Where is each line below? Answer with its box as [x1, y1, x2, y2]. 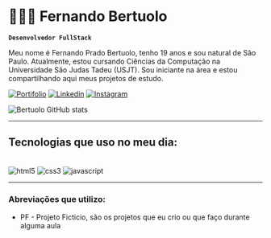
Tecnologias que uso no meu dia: [8, 136, 177, 150]
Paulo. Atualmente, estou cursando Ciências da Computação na [8, 56, 220, 66]
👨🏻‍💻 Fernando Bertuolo [8, 7, 168, 26]
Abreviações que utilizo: [8, 194, 106, 205]
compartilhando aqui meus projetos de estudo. [8, 73, 164, 83]
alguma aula [19, 220, 61, 230]
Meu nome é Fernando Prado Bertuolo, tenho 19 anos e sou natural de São [8, 47, 256, 57]
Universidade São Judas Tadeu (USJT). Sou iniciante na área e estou [8, 64, 238, 75]
